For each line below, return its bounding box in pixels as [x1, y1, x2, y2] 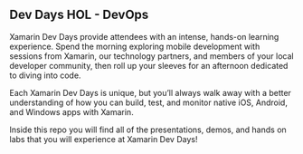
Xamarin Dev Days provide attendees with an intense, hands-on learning [9, 31, 279, 42]
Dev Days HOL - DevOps [9, 7, 149, 23]
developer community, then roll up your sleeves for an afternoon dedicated [9, 60, 289, 71]
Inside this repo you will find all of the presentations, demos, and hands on [9, 124, 287, 135]
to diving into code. [9, 70, 81, 81]
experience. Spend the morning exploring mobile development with [9, 41, 260, 52]
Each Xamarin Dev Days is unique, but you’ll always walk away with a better [9, 87, 292, 98]
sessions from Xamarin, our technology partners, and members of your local [9, 50, 294, 62]
